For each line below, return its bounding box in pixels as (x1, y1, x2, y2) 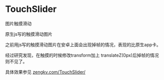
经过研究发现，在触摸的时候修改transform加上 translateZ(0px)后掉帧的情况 (5, 52, 159, 58)
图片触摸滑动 (5, 20, 31, 26)
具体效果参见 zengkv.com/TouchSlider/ (5, 69, 86, 75)
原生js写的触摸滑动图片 (5, 31, 52, 37)
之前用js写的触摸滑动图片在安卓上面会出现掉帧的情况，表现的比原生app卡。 (5, 41, 161, 48)
